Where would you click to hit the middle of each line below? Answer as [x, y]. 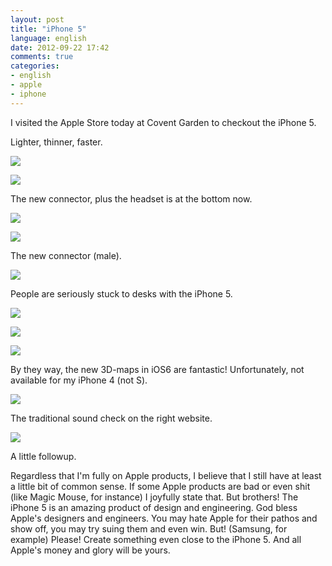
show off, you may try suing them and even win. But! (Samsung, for [149, 528]
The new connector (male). [66, 255]
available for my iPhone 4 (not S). [79, 380]
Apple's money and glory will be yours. [90, 550]
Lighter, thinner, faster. [56, 142]
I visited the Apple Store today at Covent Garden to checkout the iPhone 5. [163, 122]
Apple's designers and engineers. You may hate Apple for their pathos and [164, 518]
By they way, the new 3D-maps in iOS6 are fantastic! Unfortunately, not [157, 369]
